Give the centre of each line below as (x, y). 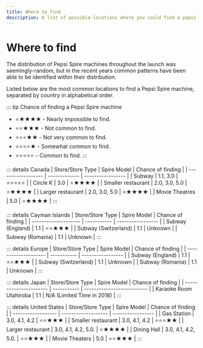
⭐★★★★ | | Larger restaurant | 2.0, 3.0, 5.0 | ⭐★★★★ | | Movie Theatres (101, 192)
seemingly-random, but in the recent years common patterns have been (96, 71)
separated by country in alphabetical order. (60, 95)
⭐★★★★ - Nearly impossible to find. (63, 119)
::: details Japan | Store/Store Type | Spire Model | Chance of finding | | (95, 283)
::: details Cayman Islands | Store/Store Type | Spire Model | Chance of (95, 215)
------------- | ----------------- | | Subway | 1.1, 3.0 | (113, 176)
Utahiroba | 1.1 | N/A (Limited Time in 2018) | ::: (64, 295)
